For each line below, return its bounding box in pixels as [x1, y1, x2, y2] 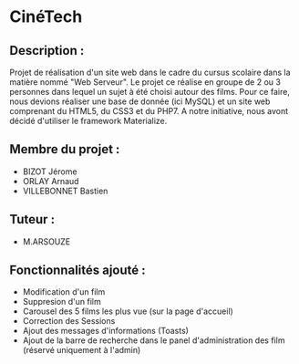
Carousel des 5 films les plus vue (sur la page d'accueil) [22, 306, 234, 317]
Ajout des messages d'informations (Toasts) [22, 326, 190, 337]
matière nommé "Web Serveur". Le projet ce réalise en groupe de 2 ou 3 [9, 77, 281, 88]
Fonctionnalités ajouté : [9, 263, 146, 278]
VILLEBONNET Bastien [22, 185, 108, 196]
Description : [9, 43, 85, 58]
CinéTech [9, 6, 83, 27]
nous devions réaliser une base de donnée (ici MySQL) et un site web [9, 96, 271, 107]
